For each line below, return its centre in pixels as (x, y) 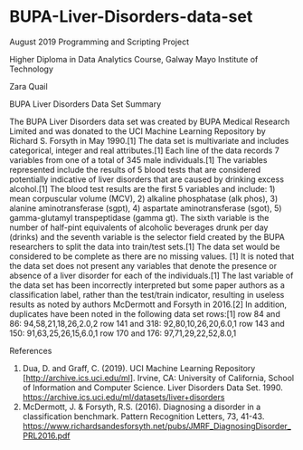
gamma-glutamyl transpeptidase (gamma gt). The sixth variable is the (139, 217)
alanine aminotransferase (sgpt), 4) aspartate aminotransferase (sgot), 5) (146, 208)
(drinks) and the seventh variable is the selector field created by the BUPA (147, 236)
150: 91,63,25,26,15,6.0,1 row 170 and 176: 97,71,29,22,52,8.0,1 (123, 333)
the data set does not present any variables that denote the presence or (143, 265)
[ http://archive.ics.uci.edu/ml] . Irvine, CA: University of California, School (158, 378)
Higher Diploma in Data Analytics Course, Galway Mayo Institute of (134, 59)
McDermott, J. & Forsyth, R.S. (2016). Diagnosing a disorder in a (142, 407)
